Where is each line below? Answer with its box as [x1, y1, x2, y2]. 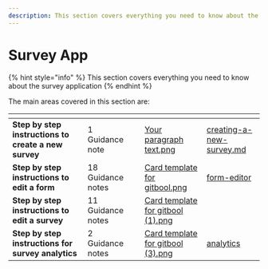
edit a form [12, 181, 55, 192]
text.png [144, 144, 175, 155]
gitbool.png [144, 181, 187, 192]
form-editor [206, 172, 252, 183]
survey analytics [12, 247, 77, 259]
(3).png [144, 247, 173, 259]
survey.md [206, 144, 246, 155]
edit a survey [12, 215, 64, 226]
